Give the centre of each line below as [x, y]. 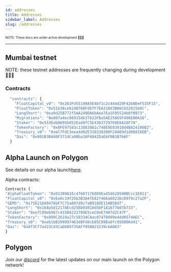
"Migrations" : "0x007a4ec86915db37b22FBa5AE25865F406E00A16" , [82, 118]
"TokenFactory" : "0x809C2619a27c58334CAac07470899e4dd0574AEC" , [75, 217]
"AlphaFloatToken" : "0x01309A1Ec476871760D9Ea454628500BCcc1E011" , [78, 194]
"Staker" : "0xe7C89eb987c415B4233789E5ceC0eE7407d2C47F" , [68, 213]
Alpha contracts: [22, 179]
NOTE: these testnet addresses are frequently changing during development [85, 70]
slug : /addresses [24, 24]
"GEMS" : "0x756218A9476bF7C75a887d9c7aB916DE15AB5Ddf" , [66, 203]
